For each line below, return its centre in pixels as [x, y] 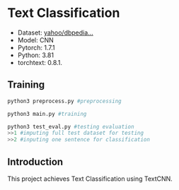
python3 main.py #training [47, 114]
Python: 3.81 [36, 55]
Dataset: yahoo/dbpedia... [55, 32]
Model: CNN [36, 40]
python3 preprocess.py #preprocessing [64, 101]
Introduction [35, 161]
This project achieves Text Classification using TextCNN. [90, 179]
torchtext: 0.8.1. [40, 62]
